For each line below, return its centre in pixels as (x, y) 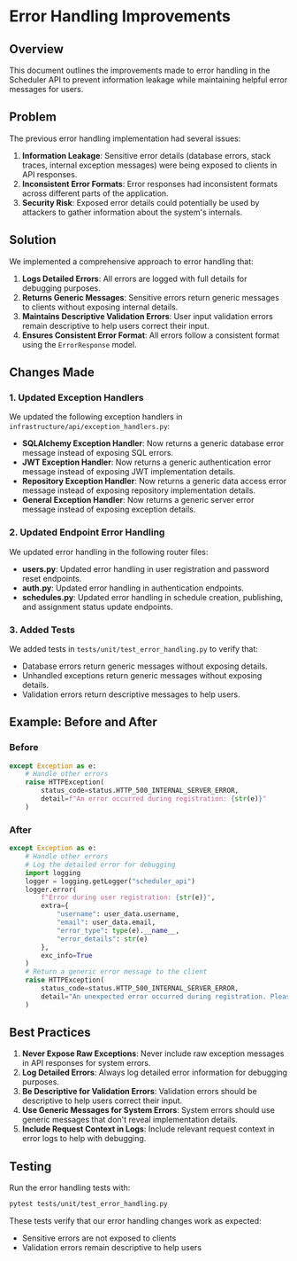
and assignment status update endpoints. (97, 607)
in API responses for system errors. (87, 1063)
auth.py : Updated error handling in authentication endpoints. (133, 588)
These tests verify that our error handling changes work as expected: (136, 1221)
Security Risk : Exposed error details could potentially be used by (141, 202)
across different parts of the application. (95, 193)
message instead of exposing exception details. (109, 509)
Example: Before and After (83, 722)
